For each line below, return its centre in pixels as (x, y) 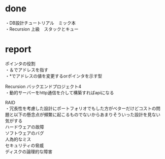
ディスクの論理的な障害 (29, 152)
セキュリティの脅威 (25, 145)
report (18, 49)
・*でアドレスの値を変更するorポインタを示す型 (54, 76)
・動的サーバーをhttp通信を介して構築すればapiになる (60, 92)
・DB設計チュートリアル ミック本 (41, 23)
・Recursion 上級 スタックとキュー (42, 29)
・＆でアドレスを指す (27, 70)
